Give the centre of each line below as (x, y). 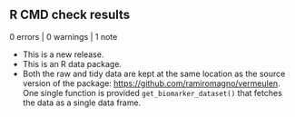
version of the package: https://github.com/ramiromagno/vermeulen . (151, 83)
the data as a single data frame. (82, 102)
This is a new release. (63, 54)
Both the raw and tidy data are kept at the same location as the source (154, 73)
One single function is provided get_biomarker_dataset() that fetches (152, 93)
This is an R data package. (72, 63)
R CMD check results (70, 15)
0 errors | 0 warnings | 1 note (64, 36)
